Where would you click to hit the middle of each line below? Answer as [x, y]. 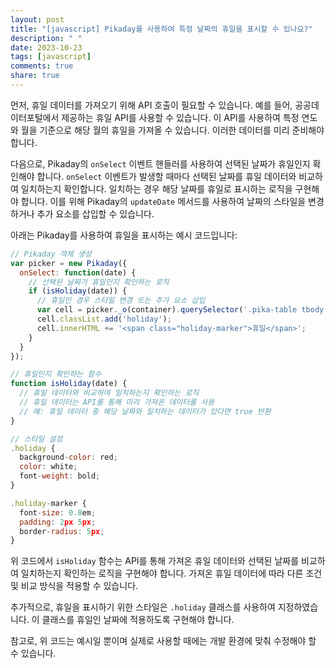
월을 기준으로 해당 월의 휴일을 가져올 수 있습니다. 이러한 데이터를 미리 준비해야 [172, 130]
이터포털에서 [35, 117]
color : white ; [48, 467]
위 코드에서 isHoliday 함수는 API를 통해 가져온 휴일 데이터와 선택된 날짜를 [155, 561]
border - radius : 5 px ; [62, 531]
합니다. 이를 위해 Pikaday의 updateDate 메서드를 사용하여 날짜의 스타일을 [163, 201]
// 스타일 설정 [36, 439]
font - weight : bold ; [60, 476]
